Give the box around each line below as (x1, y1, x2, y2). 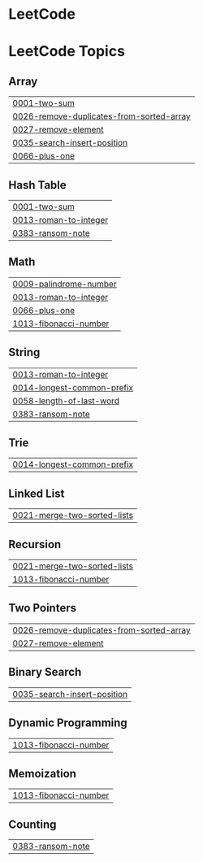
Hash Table (8, 178, 67, 192)
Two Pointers (8, 601, 77, 615)
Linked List (8, 486, 65, 500)
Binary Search (8, 665, 82, 679)
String (8, 346, 41, 359)
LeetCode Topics (8, 42, 126, 61)
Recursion (8, 538, 62, 551)
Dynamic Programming (8, 716, 127, 730)
